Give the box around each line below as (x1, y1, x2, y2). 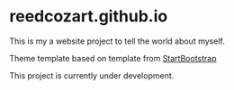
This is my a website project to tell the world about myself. (9, 36, 225, 46)
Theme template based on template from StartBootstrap (9, 53, 218, 63)
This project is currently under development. (9, 70, 175, 81)
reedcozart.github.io (9, 6, 168, 27)
